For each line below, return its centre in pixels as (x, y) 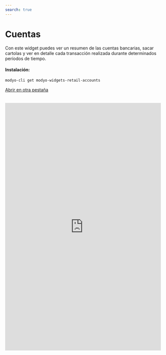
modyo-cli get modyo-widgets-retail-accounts (53, 80)
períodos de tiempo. (26, 58)
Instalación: (18, 70)
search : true (19, 10)
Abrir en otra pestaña (27, 90)
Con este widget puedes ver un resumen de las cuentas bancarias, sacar (80, 48)
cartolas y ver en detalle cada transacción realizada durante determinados (81, 53)
